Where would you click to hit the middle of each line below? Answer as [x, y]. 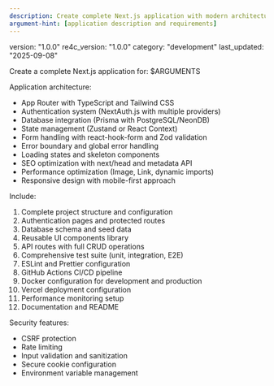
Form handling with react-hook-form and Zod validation [114, 137]
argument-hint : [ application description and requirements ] [113, 24]
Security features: [39, 323]
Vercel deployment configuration [76, 289]
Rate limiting [42, 347]
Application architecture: [50, 87]
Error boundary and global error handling [90, 145]
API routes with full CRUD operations [83, 246]
